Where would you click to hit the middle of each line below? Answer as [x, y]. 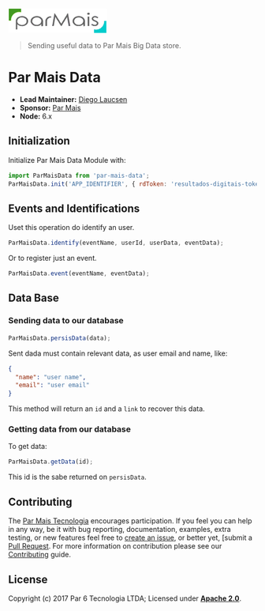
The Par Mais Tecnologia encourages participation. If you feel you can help [130, 521]
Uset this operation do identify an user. [71, 228]
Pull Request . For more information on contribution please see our [115, 546]
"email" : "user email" [52, 385]
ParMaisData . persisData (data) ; [60, 338]
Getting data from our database [70, 429]
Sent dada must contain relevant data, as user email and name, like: [118, 353]
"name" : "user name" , [51, 377]
